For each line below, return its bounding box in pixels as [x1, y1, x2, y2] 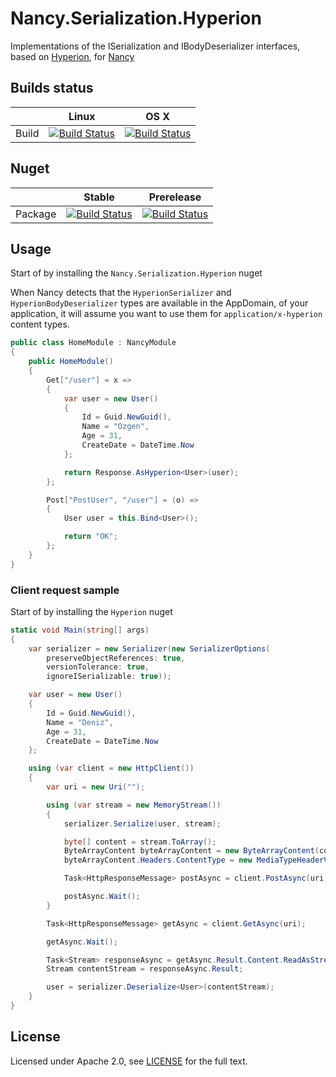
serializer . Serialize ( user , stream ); [63, 818, 222, 829]
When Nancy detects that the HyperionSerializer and [10, 287, 232, 299]
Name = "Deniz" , [46, 717, 114, 727]
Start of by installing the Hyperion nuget [10, 605, 173, 617]
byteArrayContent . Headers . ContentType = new [63, 855, 253, 866]
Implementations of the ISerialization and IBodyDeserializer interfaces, [10, 40, 301, 52]
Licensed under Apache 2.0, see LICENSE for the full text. [10, 1055, 248, 1067]
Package [15, 207, 57, 221]
